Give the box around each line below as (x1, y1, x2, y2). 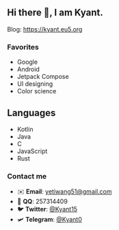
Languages (7, 107, 56, 119)
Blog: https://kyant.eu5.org (7, 25, 83, 33)
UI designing (16, 80, 53, 88)
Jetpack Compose (16, 73, 70, 81)
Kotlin (16, 125, 34, 133)
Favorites (7, 42, 40, 51)
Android (16, 65, 40, 73)
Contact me (7, 171, 47, 181)
